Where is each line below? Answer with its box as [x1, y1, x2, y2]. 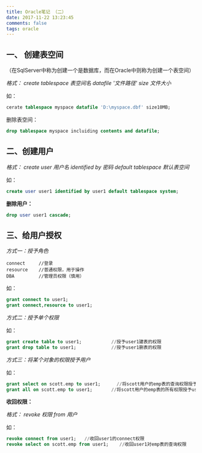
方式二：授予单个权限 [6, 314, 59, 321]
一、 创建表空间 [6, 49, 64, 60]
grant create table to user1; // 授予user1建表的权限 [6, 338, 162, 344]
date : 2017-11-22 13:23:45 [6, 14, 74, 21]
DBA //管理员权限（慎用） [6, 273, 85, 279]
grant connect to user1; [6, 297, 69, 303]
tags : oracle [6, 25, 39, 32]
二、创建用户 [6, 146, 54, 157]
